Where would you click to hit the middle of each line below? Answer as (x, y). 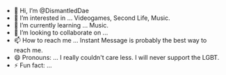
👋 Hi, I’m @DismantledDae (51, 11)
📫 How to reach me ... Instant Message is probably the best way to (110, 40)
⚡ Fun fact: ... (33, 65)
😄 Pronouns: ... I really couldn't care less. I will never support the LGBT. (116, 57)
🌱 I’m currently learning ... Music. (61, 25)
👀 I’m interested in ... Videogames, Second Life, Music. (92, 18)
